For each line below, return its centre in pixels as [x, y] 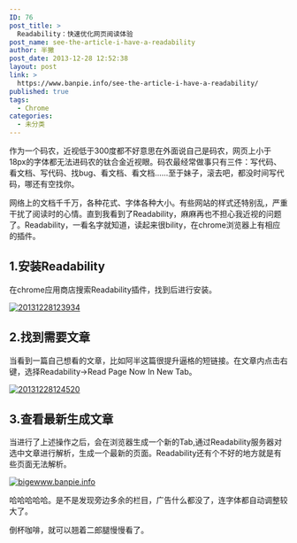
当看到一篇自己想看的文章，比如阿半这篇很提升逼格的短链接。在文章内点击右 [148, 361]
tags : [19, 100]
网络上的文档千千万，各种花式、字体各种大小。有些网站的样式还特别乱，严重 [148, 203]
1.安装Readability [57, 267]
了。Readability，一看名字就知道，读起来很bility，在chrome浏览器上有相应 [145, 225]
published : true [39, 91]
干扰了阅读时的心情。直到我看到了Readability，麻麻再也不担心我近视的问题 [145, 214]
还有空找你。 [56, 184]
